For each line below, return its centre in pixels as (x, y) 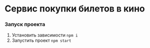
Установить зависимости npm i (45, 35)
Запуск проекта (25, 24)
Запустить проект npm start (42, 40)
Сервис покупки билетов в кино (75, 9)
